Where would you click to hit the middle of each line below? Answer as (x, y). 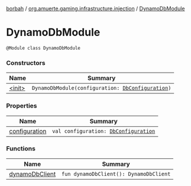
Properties (22, 106)
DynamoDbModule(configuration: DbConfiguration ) (101, 88)
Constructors (26, 63)
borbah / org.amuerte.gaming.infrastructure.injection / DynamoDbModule (96, 9)
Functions (21, 149)
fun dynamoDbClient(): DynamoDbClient (116, 174)
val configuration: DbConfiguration (104, 131)
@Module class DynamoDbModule (43, 48)
